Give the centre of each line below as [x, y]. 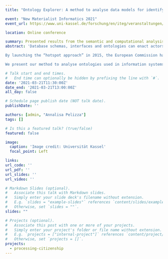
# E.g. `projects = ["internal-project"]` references [64, 234]
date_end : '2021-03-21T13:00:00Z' [41, 87]
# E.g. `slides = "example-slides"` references [58, 202]
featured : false [22, 133]
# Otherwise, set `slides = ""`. [42, 207]
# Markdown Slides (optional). [38, 188]
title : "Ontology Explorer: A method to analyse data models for [74, 10]
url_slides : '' [21, 174]
